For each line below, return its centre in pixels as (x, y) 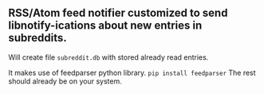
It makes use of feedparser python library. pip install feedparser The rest (132, 72)
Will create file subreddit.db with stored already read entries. (108, 57)
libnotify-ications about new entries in (105, 26)
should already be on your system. (65, 81)
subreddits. (38, 38)
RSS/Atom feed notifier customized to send (118, 13)
